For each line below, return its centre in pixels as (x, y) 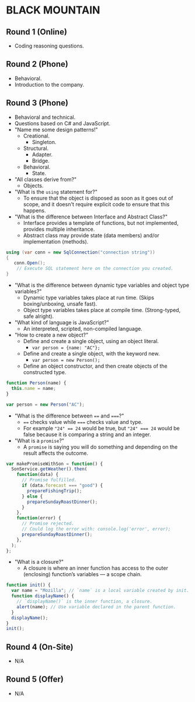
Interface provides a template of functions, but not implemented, (101, 222)
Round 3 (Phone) (37, 103)
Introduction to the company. (49, 84)
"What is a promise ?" (39, 440)
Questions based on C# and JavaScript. (62, 123)
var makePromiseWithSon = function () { (55, 464)
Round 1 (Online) (36, 32)
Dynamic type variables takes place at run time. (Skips (89, 297)
